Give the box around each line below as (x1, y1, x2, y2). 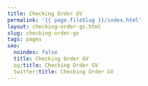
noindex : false (13, 49, 58, 56)
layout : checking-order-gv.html (7, 23, 101, 30)
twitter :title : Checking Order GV (13, 68, 114, 75)
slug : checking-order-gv (7, 29, 80, 37)
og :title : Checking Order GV (13, 62, 98, 69)
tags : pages (7, 36, 42, 43)
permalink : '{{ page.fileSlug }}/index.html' (7, 17, 142, 24)
